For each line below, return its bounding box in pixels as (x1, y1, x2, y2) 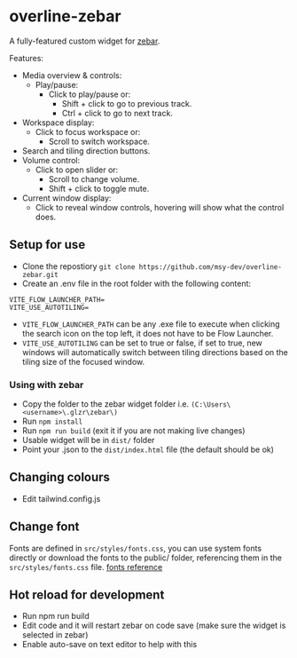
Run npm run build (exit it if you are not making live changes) (21, 425, 246, 436)
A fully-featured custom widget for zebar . (9, 36, 160, 46)
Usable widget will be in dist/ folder (21, 435, 155, 446)
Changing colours (9, 470, 111, 485)
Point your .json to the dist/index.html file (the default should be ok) (21, 444, 275, 455)
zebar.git (21, 270, 59, 279)
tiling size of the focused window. (21, 356, 145, 367)
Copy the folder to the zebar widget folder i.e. (21, 399, 189, 409)
